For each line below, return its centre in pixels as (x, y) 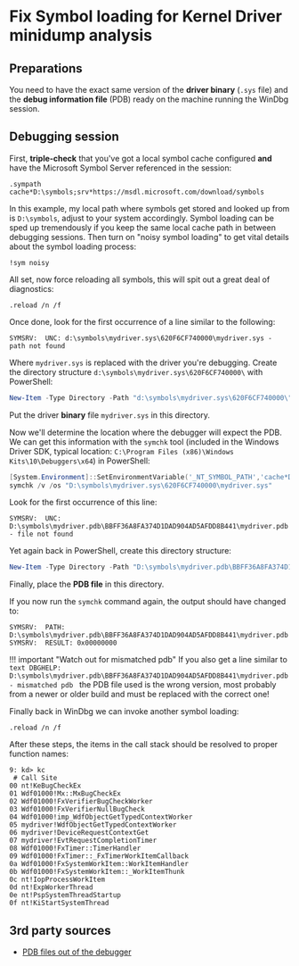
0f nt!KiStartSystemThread (59, 904)
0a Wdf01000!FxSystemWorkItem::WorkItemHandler (99, 864)
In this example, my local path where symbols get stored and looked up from (149, 208)
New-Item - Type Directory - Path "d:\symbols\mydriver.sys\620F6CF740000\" (151, 398)
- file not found (41, 534)
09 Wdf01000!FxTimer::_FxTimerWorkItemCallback (99, 856)
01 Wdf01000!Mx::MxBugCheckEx (65, 794)
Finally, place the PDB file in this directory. (87, 584)
